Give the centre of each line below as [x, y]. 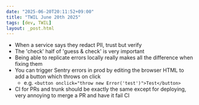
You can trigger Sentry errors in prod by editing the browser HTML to [99, 70]
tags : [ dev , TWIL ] [29, 23]
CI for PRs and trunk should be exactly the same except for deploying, [100, 89]
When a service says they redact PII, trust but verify [78, 45]
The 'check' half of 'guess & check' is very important [79, 52]
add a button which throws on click [58, 77]
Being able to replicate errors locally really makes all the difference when [104, 58]
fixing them [29, 64]
